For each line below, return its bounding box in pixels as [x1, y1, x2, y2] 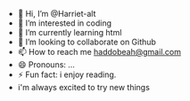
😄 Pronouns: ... [17, 59, 76, 70]
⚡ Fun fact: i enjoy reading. [17, 69, 117, 80]
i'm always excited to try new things [17, 82, 150, 92]
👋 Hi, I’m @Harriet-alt [17, 9, 96, 19]
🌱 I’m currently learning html [17, 27, 122, 37]
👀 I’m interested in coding [17, 18, 112, 28]
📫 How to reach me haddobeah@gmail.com [17, 47, 181, 57]
